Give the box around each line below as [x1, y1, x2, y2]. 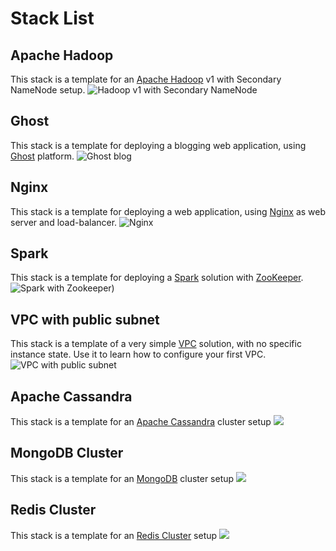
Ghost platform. [10, 150, 75, 162]
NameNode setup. [10, 84, 86, 96]
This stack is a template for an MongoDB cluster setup [10, 472, 235, 484]
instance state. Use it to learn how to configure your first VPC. [10, 348, 267, 361]
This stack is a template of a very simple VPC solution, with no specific [10, 338, 302, 350]
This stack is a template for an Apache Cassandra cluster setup [10, 416, 272, 428]
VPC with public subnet [10, 311, 160, 328]
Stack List [10, 7, 95, 30]
